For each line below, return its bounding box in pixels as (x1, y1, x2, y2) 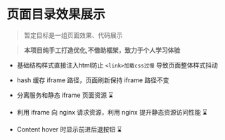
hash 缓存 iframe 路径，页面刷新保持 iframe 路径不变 (16, 75, 169, 84)
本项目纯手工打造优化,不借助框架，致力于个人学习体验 (23, 46, 181, 54)
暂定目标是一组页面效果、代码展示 (23, 31, 123, 39)
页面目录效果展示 (6, 6, 106, 23)
